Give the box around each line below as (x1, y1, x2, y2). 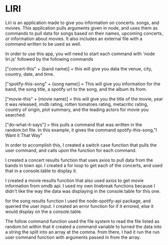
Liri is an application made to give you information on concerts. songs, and (5, 20, 159, 26)
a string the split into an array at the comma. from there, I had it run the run (5, 229, 160, 235)
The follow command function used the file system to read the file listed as (5, 218, 159, 224)
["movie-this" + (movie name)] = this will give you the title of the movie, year (5, 96, 163, 102)
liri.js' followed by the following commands (5, 56, 94, 62)
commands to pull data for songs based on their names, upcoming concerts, (5, 30, 163, 36)
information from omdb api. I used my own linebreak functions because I (5, 183, 155, 189)
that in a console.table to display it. (5, 168, 77, 174)
